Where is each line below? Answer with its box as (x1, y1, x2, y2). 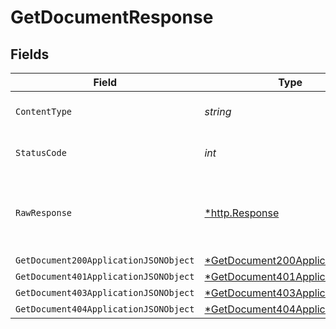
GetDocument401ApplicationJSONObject (15, 271, 195, 282)
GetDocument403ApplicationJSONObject (15, 287, 195, 298)
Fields (10, 46, 50, 63)
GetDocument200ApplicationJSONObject (15, 255, 195, 266)
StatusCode (15, 147, 67, 158)
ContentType (15, 106, 73, 117)
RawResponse (15, 207, 73, 218)
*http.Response (204, 206, 280, 220)
